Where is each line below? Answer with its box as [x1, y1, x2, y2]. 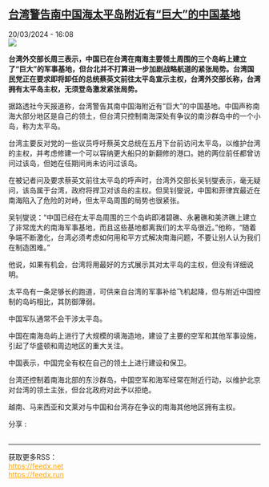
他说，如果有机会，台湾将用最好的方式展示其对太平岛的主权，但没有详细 [8, 259, 247, 269]
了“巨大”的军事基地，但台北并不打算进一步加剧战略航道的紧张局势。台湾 [8, 63, 248, 74]
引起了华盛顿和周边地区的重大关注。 [8, 340, 128, 351]
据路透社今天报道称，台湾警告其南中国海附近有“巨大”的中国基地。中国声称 [8, 101, 254, 111]
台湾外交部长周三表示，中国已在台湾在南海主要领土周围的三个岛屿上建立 [8, 54, 247, 63]
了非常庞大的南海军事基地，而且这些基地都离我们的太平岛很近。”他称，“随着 [8, 222, 257, 232]
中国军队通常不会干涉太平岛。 [8, 314, 106, 323]
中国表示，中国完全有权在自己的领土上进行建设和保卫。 [8, 358, 191, 367]
